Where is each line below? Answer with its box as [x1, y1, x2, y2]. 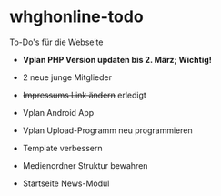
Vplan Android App [22, 107, 95, 118]
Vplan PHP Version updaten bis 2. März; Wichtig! [22, 54, 212, 65]
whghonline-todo [9, 6, 144, 27]
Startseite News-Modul [22, 178, 110, 189]
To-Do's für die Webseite [9, 36, 104, 47]
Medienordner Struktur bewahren [22, 160, 148, 170]
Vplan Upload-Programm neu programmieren [22, 125, 193, 136]
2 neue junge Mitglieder [22, 71, 112, 83]
